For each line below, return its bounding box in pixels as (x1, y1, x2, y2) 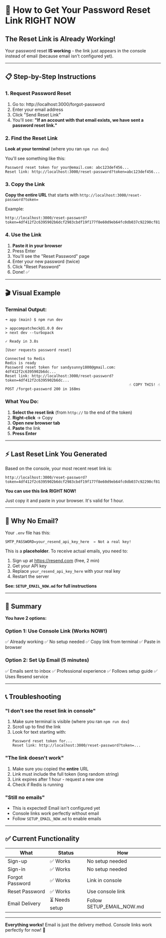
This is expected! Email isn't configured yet (12, 805, 100, 811)
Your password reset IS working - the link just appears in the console (5, 48, 147, 53)
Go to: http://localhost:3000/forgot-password (12, 101, 105, 107)
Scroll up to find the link (12, 724, 61, 730)
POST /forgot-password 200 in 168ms (5, 387, 81, 392)
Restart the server (12, 574, 49, 580)
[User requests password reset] (5, 347, 72, 353)
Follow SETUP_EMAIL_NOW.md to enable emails (12, 815, 101, 821)
